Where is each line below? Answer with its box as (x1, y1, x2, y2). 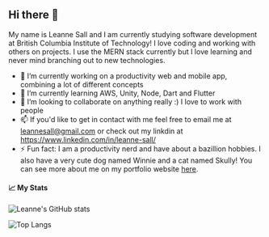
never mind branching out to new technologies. (8, 55, 166, 65)
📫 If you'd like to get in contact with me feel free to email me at (19, 114, 232, 124)
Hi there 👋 (8, 8, 59, 22)
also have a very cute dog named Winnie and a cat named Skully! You (19, 155, 253, 165)
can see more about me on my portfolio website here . (19, 163, 199, 174)
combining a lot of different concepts (19, 79, 144, 89)
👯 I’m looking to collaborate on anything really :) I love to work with (19, 96, 242, 106)
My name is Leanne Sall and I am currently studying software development (8, 29, 258, 39)
